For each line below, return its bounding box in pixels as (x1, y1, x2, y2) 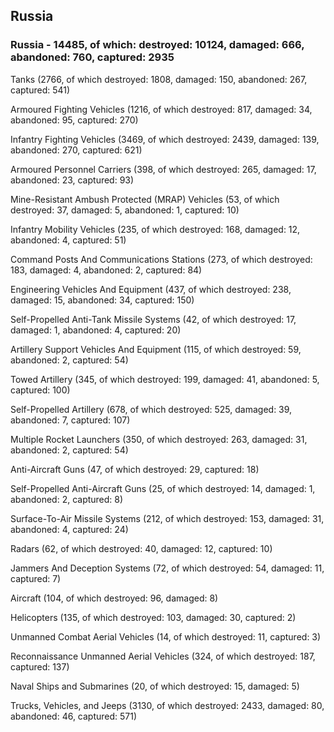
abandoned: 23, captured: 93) (10, 174, 135, 186)
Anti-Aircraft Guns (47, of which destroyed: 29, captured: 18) (10, 463, 260, 475)
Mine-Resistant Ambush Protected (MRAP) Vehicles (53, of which (10, 193, 280, 205)
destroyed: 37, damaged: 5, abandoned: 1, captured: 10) (10, 204, 240, 216)
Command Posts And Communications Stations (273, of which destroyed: (10, 253, 313, 265)
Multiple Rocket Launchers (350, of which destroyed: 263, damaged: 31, (10, 433, 308, 445)
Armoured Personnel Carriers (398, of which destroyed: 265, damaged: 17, (10, 163, 317, 175)
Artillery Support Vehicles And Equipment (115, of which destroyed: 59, (10, 343, 302, 355)
